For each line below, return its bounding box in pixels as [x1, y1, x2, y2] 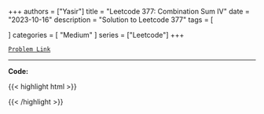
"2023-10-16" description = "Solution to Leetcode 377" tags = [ [8, 15, 214, 24]
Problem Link [8, 46, 51, 53]
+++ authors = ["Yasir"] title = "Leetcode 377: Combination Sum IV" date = [8, 7, 250, 16]
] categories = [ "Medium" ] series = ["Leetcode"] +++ [8, 31, 185, 39]
